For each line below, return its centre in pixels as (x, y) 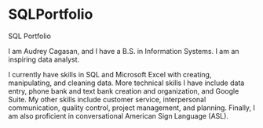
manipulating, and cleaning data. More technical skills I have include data (126, 83)
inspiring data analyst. (44, 59)
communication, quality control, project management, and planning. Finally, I (131, 108)
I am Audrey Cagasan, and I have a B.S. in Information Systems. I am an (124, 51)
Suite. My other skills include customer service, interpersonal (107, 99)
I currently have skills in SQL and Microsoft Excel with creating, (110, 74)
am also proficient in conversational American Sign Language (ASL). (119, 116)
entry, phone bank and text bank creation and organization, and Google (124, 91)
